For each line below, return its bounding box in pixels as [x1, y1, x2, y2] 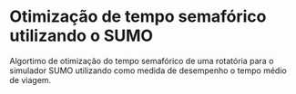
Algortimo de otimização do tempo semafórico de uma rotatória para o [9, 55, 274, 66]
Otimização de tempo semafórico [9, 6, 267, 27]
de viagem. [9, 74, 52, 85]
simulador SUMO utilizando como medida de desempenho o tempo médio [9, 65, 287, 76]
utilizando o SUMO [9, 25, 153, 46]
